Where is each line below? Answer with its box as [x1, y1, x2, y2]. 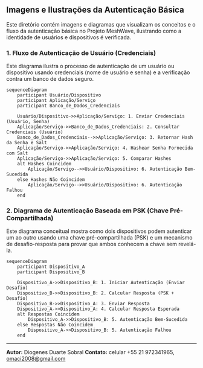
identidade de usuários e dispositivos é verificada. [6, 33, 132, 41]
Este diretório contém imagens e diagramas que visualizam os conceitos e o [6, 21, 196, 28]
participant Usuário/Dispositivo [17, 92, 101, 98]
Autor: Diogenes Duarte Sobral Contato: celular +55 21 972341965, [6, 349, 175, 356]
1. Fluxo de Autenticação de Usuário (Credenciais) [6, 48, 156, 57]
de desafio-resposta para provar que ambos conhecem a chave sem [6, 241, 177, 248]
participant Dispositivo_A [17, 264, 85, 270]
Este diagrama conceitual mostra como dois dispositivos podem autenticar [6, 227, 192, 235]
